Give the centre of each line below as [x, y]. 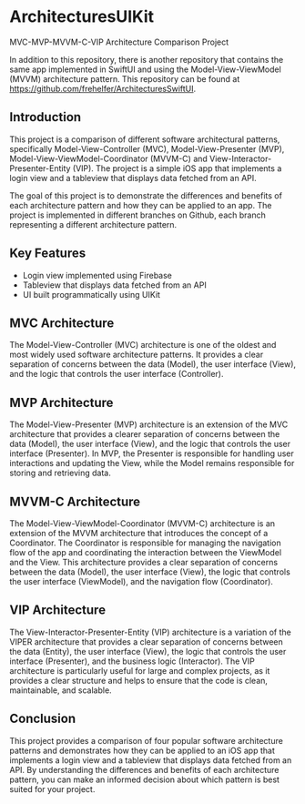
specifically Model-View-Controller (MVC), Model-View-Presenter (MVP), [147, 148]
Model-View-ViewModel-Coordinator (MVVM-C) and [108, 158]
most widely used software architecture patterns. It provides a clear [137, 355]
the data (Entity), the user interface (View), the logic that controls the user [148, 651]
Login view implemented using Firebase [97, 275]
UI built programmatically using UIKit [91, 294]
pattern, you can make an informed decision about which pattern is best [145, 779]
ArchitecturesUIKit [82, 17]
